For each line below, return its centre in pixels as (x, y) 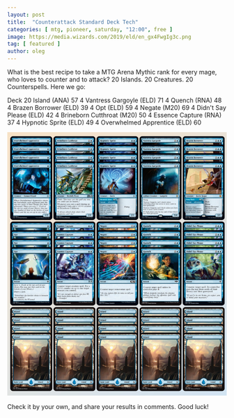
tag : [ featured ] (34, 44)
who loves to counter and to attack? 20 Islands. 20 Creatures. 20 (100, 79)
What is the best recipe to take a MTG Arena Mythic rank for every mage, (112, 72)
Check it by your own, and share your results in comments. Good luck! (108, 406)
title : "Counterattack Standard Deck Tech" (73, 22)
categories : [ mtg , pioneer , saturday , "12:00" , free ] (90, 29)
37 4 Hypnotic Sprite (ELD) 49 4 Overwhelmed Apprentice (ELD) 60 (104, 122)
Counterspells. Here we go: (46, 87)
